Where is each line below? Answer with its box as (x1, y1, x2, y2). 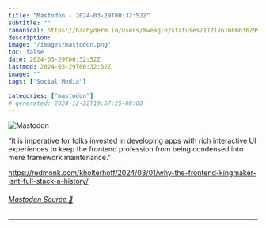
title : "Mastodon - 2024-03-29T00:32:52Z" (8, 11, 150, 20)
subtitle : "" (8, 19, 51, 27)
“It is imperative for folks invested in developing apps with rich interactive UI (8, 136, 256, 146)
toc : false (8, 48, 44, 56)
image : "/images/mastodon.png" (8, 41, 112, 49)
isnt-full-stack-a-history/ (8, 177, 89, 186)
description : (8, 33, 51, 42)
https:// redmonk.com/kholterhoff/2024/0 (8, 168, 142, 178)
